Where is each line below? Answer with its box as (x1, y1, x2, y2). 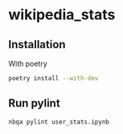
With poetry (8, 59, 48, 68)
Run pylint (8, 96, 60, 110)
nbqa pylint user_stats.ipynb (8, 118, 110, 126)
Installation (8, 38, 66, 51)
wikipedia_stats (8, 6, 116, 24)
